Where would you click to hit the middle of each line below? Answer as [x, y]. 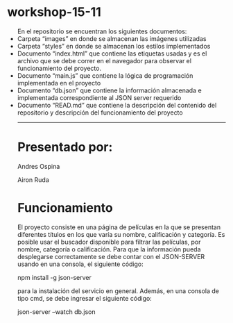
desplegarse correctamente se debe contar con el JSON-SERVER [111, 256]
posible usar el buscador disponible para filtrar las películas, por [109, 242]
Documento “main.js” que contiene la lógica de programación [105, 75]
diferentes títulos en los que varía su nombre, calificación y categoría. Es [121, 234]
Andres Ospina [38, 166]
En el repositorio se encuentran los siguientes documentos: [102, 31]
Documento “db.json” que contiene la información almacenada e [110, 90]
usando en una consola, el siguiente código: [80, 264]
